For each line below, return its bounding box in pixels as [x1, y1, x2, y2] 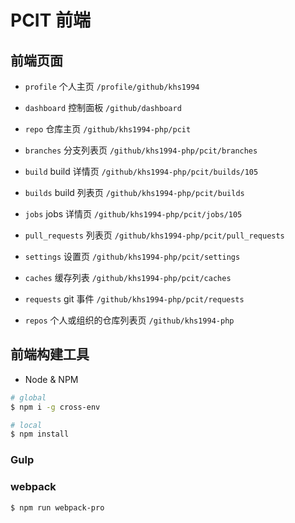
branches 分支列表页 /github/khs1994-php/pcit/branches [24, 144, 258, 156]
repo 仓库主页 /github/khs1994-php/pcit [24, 123, 192, 135]
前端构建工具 [10, 346, 90, 363]
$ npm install [10, 429, 70, 440]
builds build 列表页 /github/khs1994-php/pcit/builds [24, 187, 245, 198]
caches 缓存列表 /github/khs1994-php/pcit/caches [24, 272, 232, 283]
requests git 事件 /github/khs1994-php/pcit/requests [24, 293, 245, 305]
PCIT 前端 [10, 9, 92, 32]
